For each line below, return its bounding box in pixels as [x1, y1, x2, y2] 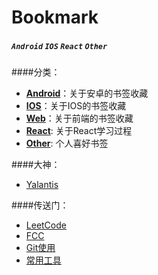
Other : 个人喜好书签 [25, 137, 109, 150]
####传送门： [11, 199, 69, 211]
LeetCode [25, 219, 67, 231]
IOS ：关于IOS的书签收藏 [25, 100, 127, 112]
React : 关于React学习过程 [25, 125, 133, 137]
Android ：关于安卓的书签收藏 [25, 87, 149, 100]
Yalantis [25, 179, 59, 191]
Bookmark [11, 6, 99, 29]
